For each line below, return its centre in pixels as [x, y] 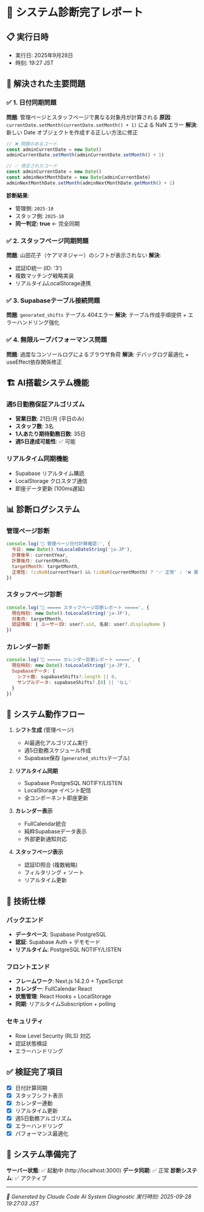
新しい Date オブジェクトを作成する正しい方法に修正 [72, 132]
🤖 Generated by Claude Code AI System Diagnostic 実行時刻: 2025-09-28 [99, 1196]
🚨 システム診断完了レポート [75, 12]
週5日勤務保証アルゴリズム [46, 404]
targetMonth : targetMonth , [46, 566]
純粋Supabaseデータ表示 [55, 831]
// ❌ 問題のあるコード [32, 144]
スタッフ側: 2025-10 [39, 216]
